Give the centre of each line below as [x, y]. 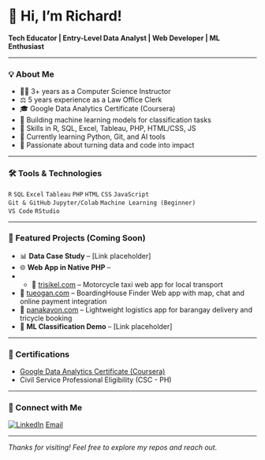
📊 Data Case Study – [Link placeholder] [85, 256]
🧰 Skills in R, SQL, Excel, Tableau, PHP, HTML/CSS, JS [108, 129]
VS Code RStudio [34, 211]
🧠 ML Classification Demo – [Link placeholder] [96, 326]
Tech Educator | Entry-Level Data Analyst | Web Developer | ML [114, 38]
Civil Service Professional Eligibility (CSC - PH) [95, 380]
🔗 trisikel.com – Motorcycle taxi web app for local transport [127, 284]
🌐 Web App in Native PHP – [65, 267]
